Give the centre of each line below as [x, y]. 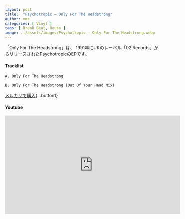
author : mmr [17, 19]
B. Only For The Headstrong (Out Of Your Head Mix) [60, 85]
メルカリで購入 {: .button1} [32, 95]
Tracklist [14, 66]
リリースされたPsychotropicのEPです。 [49, 54]
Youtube [14, 107]
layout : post [19, 10]
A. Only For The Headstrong [34, 76]
